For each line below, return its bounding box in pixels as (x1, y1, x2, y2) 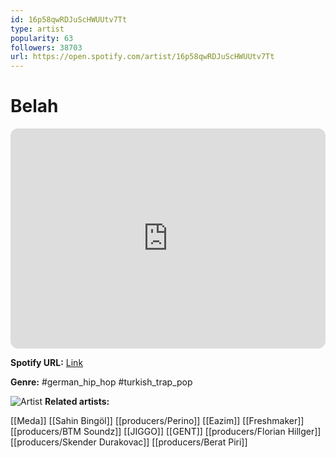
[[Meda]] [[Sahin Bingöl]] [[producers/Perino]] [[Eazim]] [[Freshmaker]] (10, 415, 305, 427)
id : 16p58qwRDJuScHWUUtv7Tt (10, 14, 128, 25)
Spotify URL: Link (10, 357, 84, 369)
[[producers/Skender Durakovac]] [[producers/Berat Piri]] (10, 436, 248, 448)
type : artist (10, 24, 65, 34)
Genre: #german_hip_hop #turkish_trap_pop (10, 376, 193, 388)
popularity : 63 (10, 33, 74, 43)
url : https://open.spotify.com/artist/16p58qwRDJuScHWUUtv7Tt (10, 52, 275, 62)
